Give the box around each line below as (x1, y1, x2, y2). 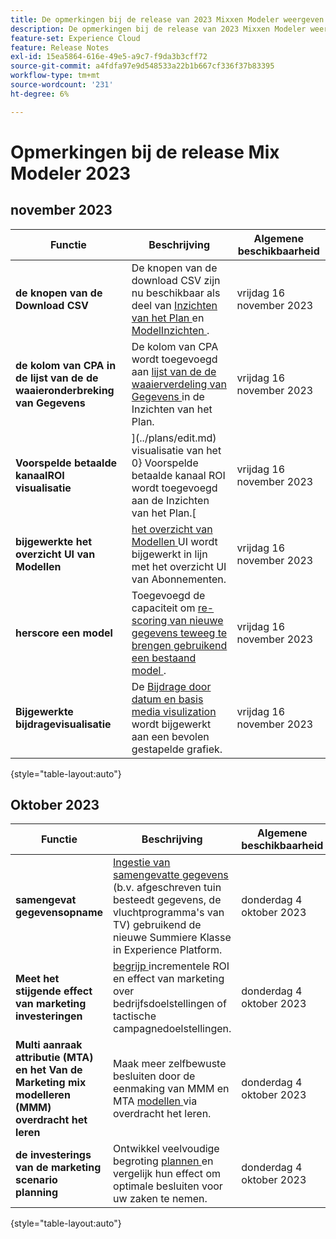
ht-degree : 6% (10, 89, 70, 99)
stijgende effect (15, 984, 93, 998)
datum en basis (131, 692, 204, 706)
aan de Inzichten (131, 493, 210, 507)
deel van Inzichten (131, 298, 218, 312)
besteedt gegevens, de (113, 893, 222, 907)
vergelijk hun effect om (113, 1167, 221, 1181)
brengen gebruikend (131, 638, 228, 652)
